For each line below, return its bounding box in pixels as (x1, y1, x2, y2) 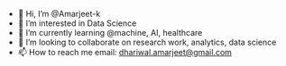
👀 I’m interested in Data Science (17, 18, 137, 29)
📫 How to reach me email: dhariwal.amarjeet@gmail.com (17, 47, 233, 57)
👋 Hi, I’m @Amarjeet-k (17, 9, 101, 19)
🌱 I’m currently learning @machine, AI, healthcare (17, 28, 203, 37)
